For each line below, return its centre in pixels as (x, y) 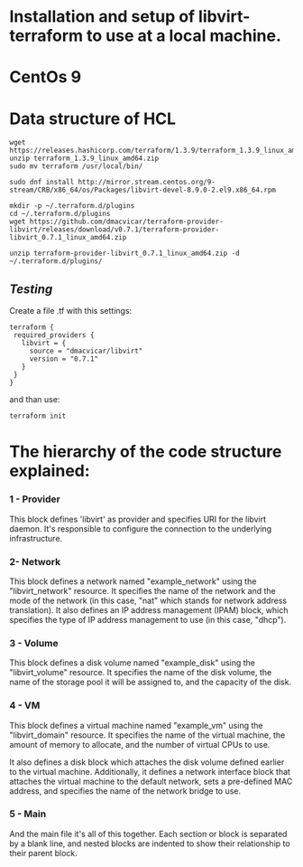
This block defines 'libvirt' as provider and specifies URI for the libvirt (138, 519)
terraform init (38, 416)
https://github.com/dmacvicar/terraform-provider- (126, 222)
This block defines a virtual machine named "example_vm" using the (136, 725)
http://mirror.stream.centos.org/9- (147, 183)
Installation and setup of (102, 17)
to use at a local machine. (184, 36)
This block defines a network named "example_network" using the (133, 581)
